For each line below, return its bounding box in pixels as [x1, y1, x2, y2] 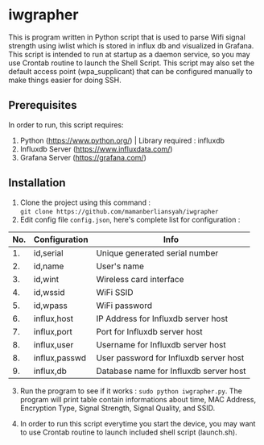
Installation [8, 176, 66, 190]
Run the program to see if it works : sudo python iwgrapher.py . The [19, 385, 243, 396]
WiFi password [96, 300, 153, 311]
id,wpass [33, 300, 68, 311]
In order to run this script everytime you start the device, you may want [19, 418, 256, 428]
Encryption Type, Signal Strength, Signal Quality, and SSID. [19, 403, 216, 413]
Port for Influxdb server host [96, 326, 203, 337]
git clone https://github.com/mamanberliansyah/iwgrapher [19, 207, 219, 215]
